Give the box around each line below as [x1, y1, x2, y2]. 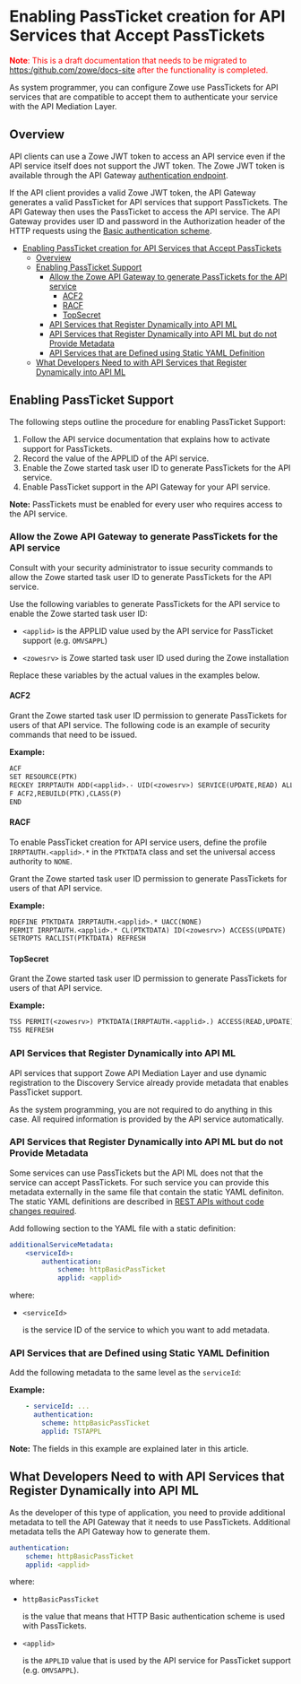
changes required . [9, 1205, 77, 1216]
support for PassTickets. [21, 443, 113, 454]
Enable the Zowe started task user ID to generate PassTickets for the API [21, 462, 291, 473]
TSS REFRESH [9, 1026, 54, 1035]
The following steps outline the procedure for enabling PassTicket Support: [9, 416, 287, 427]
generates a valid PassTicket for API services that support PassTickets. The [9, 196, 288, 207]
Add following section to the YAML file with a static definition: [9, 1222, 236, 1234]
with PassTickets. [21, 1620, 87, 1631]
